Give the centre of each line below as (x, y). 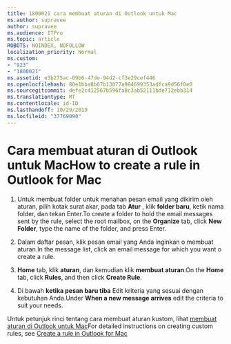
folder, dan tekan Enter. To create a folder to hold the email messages (115, 213)
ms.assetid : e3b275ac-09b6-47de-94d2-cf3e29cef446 (81, 78)
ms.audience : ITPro (35, 33)
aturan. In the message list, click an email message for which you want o (119, 249)
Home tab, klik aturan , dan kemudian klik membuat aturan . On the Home (120, 269)
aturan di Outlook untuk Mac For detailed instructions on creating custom (110, 326)
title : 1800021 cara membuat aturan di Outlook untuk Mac (92, 13)
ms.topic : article (33, 39)
